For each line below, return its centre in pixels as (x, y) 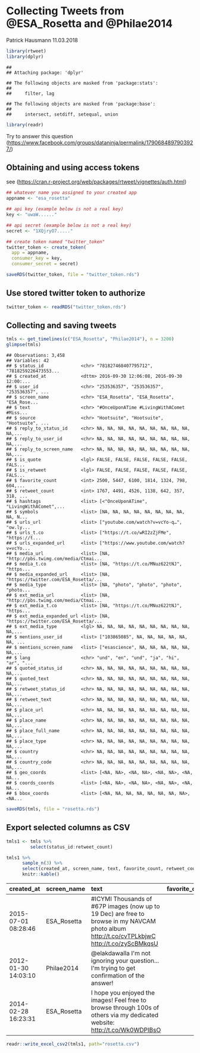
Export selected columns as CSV (68, 827)
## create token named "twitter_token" (56, 242)
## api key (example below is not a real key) (65, 209)
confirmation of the (118, 976)
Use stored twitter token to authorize (76, 293)
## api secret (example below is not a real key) (69, 225)
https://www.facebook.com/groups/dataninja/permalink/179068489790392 (101, 142)
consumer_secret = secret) (45, 264)
